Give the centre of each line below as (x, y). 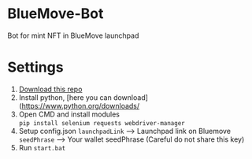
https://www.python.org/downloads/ (81, 105)
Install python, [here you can (65, 97)
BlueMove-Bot (56, 14)
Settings (35, 67)
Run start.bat (42, 147)
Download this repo (50, 89)
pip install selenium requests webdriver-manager (102, 123)
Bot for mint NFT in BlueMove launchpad (73, 35)
